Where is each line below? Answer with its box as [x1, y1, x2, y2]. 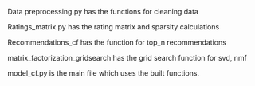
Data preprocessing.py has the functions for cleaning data [7, 7, 198, 16]
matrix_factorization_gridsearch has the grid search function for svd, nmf [7, 53, 248, 62]
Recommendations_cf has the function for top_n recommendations [7, 37, 226, 47]
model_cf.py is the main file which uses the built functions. [7, 68, 200, 78]
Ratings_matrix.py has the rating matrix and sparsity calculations [7, 22, 220, 31]
